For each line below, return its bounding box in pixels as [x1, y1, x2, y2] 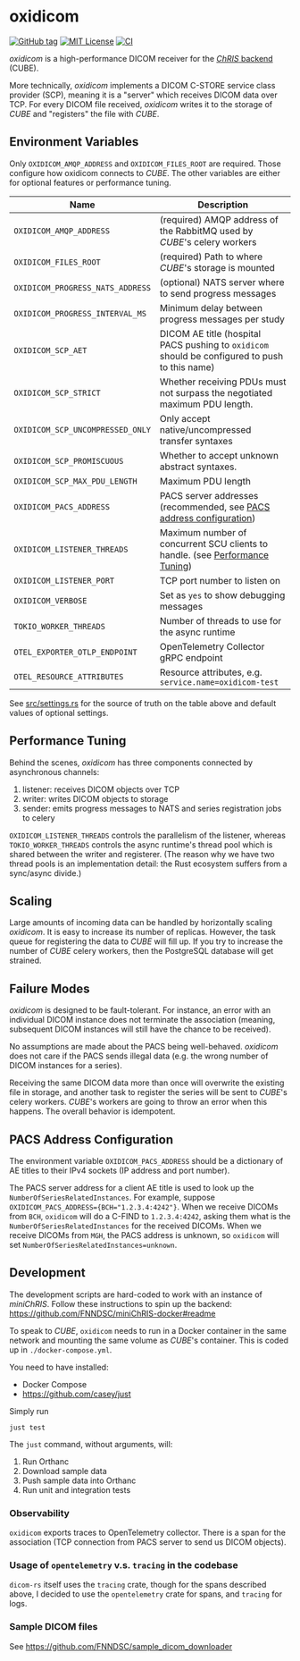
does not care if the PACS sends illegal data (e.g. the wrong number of [9, 1050, 269, 1061]
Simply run [9, 1405, 49, 1416]
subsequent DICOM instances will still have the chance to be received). [9, 1024, 271, 1034]
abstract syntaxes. [159, 460, 237, 473]
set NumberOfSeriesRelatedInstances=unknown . [9, 1240, 178, 1250]
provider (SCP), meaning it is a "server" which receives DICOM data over [9, 89, 279, 100]
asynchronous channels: [9, 766, 100, 777]
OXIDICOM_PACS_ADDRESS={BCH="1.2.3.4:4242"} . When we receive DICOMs [9, 1201, 279, 1212]
